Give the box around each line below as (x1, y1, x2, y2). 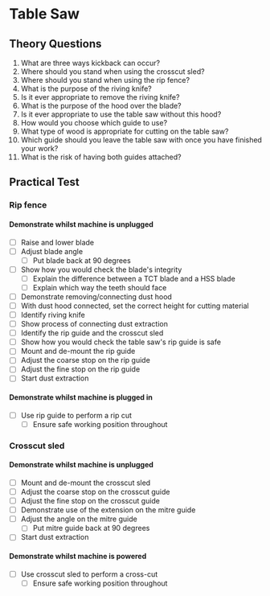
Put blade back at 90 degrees (32, 255, 131, 265)
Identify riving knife (20, 310, 85, 320)
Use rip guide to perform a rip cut (20, 410, 132, 420)
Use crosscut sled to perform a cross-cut (20, 569, 158, 579)
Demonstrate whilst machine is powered (9, 552, 147, 561)
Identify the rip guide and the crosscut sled (20, 328, 164, 338)
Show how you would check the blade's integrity (20, 265, 182, 274)
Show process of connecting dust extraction (20, 319, 168, 329)
